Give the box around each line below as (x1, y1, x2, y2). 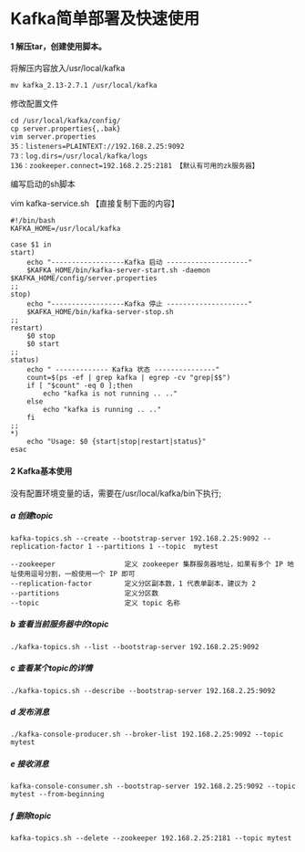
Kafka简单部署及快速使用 (10, 8, 200, 29)
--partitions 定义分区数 (10, 588, 158, 598)
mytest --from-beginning (10, 790, 105, 799)
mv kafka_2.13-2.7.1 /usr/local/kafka (10, 81, 158, 90)
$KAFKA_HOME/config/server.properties (10, 274, 158, 283)
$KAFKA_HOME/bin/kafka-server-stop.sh (26, 308, 174, 317)
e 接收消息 (10, 759, 49, 770)
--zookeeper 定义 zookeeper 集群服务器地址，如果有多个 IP (10, 559, 284, 569)
